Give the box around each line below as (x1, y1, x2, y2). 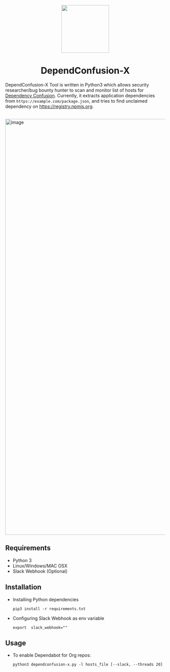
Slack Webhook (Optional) (12, 568, 67, 574)
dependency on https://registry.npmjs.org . (5, 103, 94, 109)
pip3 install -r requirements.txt (12, 606, 86, 611)
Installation (5, 583, 42, 592)
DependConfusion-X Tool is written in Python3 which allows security (5, 81, 149, 87)
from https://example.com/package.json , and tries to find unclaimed (5, 98, 148, 104)
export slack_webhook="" (12, 625, 67, 630)
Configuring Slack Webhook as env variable (12, 615, 105, 621)
